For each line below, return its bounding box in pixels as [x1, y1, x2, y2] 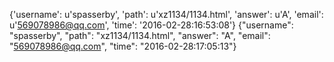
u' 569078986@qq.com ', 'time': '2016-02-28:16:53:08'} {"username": [9, 19, 294, 31]
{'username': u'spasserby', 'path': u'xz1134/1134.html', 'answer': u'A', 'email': [9, 9, 324, 20]
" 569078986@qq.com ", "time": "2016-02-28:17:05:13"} [9, 40, 237, 52]
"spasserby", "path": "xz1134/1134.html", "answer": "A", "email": [9, 30, 271, 41]
